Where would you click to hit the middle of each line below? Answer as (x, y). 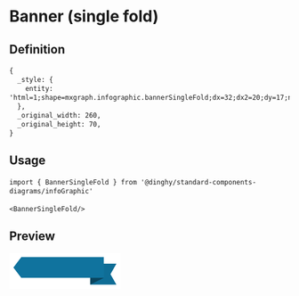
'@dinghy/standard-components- (198, 182)
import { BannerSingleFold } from (73, 182)
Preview (32, 237)
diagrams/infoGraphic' (51, 191)
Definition (37, 49)
